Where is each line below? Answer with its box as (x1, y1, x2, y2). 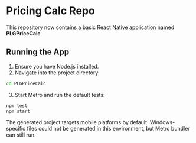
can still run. (6, 131, 37, 138)
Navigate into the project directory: (14, 69, 100, 76)
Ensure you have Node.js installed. (14, 63, 99, 70)
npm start (6, 108, 31, 114)
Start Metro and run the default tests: (14, 91, 105, 98)
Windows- (149, 119, 175, 126)
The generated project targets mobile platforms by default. (6, 119, 149, 126)
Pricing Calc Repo (6, 4, 96, 18)
